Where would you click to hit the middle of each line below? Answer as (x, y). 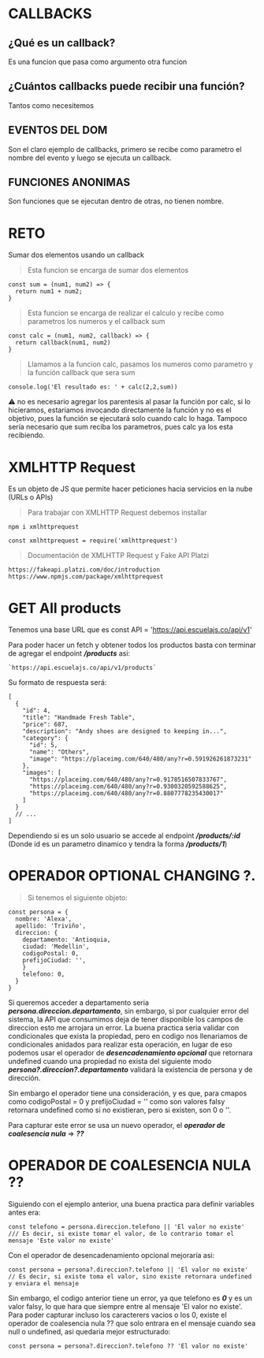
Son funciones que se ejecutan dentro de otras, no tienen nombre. (116, 201)
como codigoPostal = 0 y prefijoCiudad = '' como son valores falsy (117, 1102)
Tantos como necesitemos (51, 105)
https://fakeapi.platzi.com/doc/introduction (84, 570)
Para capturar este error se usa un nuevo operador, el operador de (117, 1125)
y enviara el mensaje (44, 1284)
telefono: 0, (44, 974)
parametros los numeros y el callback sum (96, 322)
